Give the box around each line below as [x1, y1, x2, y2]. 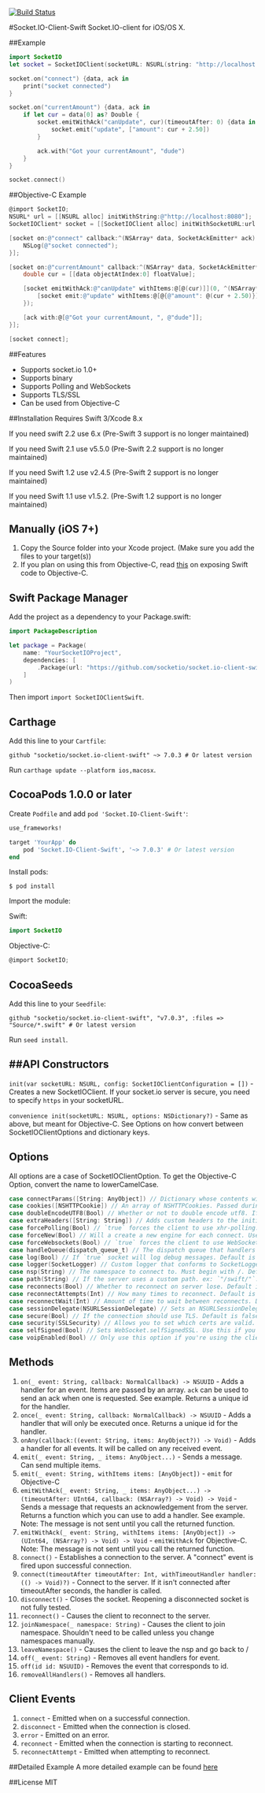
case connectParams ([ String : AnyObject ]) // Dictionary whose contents [9, 1194, 248, 1203]
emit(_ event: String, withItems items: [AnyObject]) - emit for [20, 1468, 233, 1478]
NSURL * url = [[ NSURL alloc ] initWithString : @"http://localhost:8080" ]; [9, 213, 252, 221]
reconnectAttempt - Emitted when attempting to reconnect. [20, 1747, 211, 1756]
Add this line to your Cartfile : [9, 737, 107, 746]
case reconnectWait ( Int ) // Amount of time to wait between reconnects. [9, 1297, 252, 1305]
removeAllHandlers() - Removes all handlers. [20, 1669, 166, 1679]
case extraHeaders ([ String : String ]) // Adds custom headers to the [9, 1217, 238, 1225]
